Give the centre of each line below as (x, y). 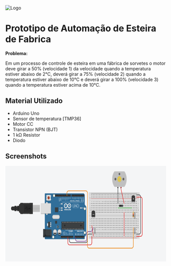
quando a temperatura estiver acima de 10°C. (53, 85)
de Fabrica (28, 39)
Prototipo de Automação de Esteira (81, 29)
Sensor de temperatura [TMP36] (47, 118)
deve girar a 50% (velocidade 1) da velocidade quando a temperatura (78, 68)
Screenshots (26, 156)
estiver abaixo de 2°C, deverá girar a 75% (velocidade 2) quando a (76, 74)
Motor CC (23, 124)
